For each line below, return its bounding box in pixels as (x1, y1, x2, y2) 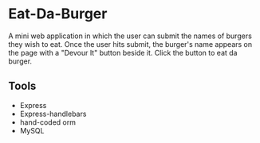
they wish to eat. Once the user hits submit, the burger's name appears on (8, 39, 253, 48)
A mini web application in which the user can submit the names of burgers (8, 31, 253, 41)
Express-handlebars (19, 109, 87, 118)
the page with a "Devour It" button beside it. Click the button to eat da (8, 48, 238, 57)
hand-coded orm (19, 117, 77, 127)
